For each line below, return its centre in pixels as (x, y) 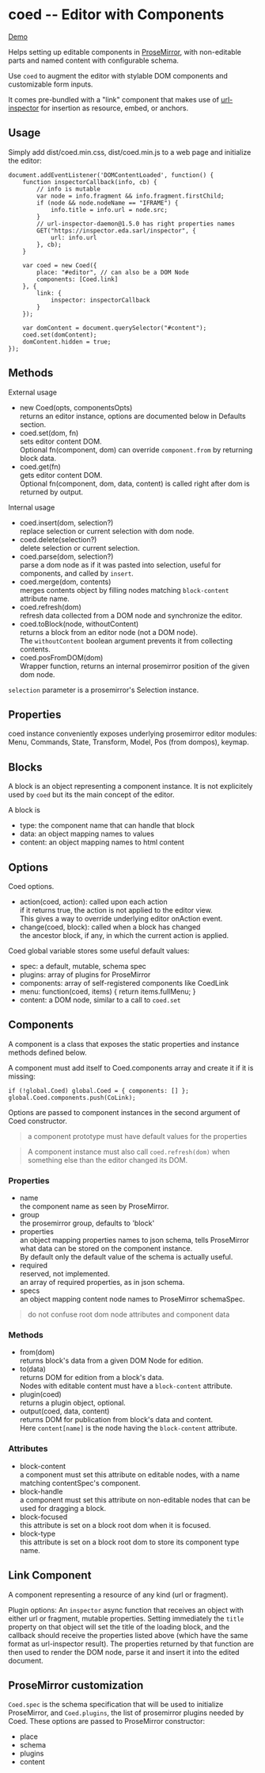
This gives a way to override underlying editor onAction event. (121, 919)
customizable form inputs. (51, 84)
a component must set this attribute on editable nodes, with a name (129, 1475)
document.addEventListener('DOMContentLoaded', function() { (111, 175)
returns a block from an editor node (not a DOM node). (108, 632)
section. (33, 424)
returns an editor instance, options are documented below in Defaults (133, 416)
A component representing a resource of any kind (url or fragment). (118, 1594)
